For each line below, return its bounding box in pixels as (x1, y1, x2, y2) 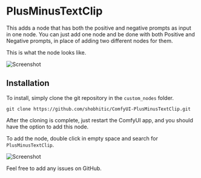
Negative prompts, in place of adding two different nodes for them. (6, 37, 173, 44)
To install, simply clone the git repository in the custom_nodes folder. (6, 94, 174, 101)
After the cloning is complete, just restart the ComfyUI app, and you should (6, 116, 194, 124)
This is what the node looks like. (6, 48, 87, 56)
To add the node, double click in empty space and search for (6, 134, 159, 142)
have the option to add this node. (6, 123, 89, 130)
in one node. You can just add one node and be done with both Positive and (6, 30, 196, 38)
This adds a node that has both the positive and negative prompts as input (6, 24, 192, 31)
